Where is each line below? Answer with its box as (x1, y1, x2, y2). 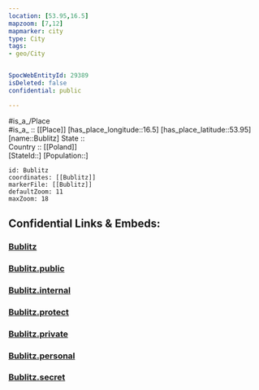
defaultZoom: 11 (8, 188, 63, 196)
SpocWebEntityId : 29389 (8, 71, 89, 80)
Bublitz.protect (8, 306, 69, 318)
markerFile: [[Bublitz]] (8, 180, 93, 188)
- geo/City (8, 50, 45, 58)
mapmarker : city (8, 27, 63, 35)
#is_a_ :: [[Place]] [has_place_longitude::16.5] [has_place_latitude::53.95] (8, 124, 252, 134)
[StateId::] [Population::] (8, 150, 88, 160)
